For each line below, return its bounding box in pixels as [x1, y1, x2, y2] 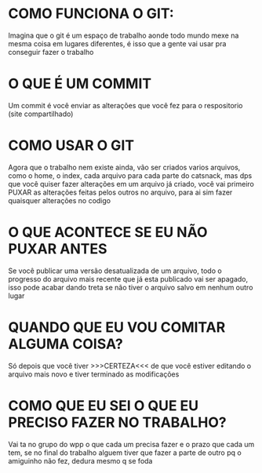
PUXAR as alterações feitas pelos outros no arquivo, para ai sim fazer [8, 187, 233, 197]
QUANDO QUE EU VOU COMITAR [8, 318, 226, 336]
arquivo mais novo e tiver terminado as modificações [8, 369, 180, 379]
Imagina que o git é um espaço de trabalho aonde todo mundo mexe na [8, 31, 239, 40]
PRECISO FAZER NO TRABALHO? [8, 413, 227, 431]
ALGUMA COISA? [8, 335, 123, 353]
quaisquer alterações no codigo [8, 195, 111, 205]
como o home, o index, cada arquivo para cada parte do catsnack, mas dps [8, 170, 253, 180]
